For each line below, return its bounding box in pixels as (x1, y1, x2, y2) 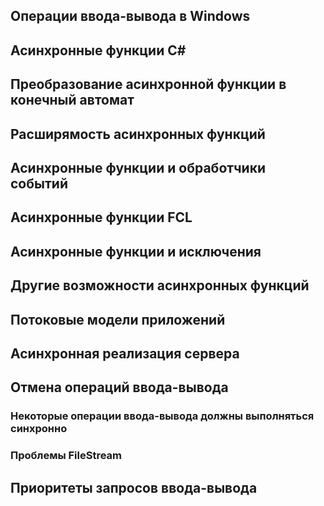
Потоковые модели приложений (10, 311, 226, 328)
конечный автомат (10, 92, 135, 109)
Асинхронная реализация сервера (10, 345, 240, 362)
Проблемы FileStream (10, 449, 123, 463)
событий (10, 175, 68, 192)
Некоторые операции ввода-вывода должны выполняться (10, 409, 315, 423)
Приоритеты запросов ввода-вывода (10, 479, 258, 496)
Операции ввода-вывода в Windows (10, 8, 251, 25)
